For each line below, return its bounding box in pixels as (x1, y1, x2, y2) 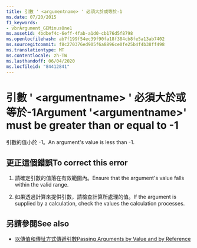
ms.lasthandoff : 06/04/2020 (6, 58, 75, 64)
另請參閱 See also (6, 218, 70, 229)
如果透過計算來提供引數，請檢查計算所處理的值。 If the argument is (14, 193, 177, 201)
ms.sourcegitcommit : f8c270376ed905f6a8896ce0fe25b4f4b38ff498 (6, 42, 165, 48)
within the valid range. (14, 181, 69, 188)
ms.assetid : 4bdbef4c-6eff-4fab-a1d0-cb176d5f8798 (6, 31, 133, 37)
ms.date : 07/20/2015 (6, 14, 57, 20)
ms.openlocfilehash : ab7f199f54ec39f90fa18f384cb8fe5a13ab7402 (6, 36, 165, 42)
